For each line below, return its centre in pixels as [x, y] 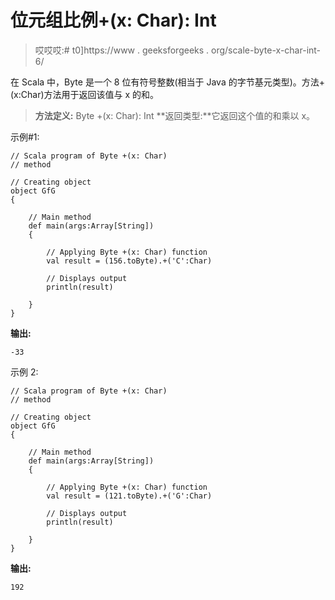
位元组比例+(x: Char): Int [113, 20]
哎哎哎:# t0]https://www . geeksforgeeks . [122, 50]
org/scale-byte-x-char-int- [266, 50]
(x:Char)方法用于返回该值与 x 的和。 [85, 94]
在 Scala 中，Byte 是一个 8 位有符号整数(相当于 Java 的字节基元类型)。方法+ [168, 82]
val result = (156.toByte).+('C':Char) [129, 261]
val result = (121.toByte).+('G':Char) [129, 496]
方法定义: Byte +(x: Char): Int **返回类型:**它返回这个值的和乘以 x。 [175, 115]
